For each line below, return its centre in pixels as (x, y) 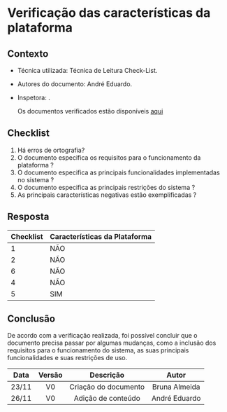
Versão (50, 375)
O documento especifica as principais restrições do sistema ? (106, 187)
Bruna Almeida (176, 387)
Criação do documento (107, 387)
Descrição (107, 375)
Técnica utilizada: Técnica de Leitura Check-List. (87, 70)
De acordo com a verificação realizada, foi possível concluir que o (102, 336)
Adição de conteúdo (107, 399)
